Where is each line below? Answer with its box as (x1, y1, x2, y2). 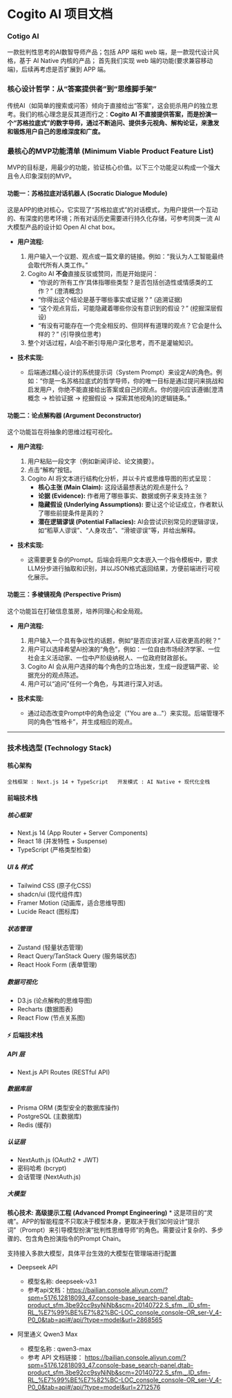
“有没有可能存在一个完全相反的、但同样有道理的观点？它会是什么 (37, 321, 222, 330)
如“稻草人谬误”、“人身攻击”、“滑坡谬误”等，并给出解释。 (37, 526, 200, 534)
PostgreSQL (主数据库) (17, 1112, 82, 1120)
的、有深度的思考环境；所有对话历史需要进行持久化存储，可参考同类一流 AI (7, 214, 221, 223)
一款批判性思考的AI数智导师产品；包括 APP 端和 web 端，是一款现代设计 (7, 48, 213, 56)
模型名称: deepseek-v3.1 (27, 1277, 97, 1285)
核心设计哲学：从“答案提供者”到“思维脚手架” (7, 84, 157, 94)
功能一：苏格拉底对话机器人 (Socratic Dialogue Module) (7, 189, 168, 197)
